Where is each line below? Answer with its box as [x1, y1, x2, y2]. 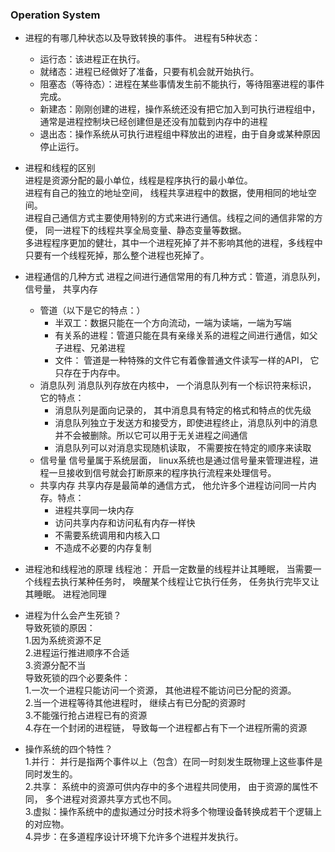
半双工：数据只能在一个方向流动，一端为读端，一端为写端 [54, 317, 292, 329]
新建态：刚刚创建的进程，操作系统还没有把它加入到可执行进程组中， [39, 103, 321, 115]
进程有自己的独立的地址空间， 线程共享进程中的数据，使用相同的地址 [24, 187, 308, 199]
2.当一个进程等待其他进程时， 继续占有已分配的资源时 [24, 697, 247, 709]
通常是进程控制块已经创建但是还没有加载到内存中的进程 [39, 116, 268, 128]
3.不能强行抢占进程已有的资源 [24, 709, 148, 722]
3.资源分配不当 [24, 659, 87, 672]
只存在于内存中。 [54, 367, 126, 379]
